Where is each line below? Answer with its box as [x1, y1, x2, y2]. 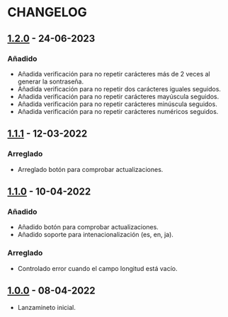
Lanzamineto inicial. [17, 304, 76, 312]
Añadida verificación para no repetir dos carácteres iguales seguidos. [17, 84, 222, 93]
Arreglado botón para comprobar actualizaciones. [17, 165, 164, 173]
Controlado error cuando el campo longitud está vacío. [17, 264, 178, 272]
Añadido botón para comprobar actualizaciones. [17, 223, 159, 231]
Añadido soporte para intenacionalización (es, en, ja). [17, 231, 173, 239]
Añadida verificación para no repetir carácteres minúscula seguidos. [17, 100, 217, 108]
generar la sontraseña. [17, 77, 84, 86]
